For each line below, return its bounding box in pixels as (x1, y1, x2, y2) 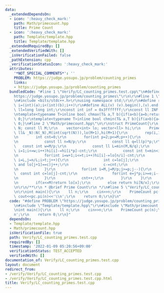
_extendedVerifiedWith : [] (9, 48, 64, 53)
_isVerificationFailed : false (9, 52, 71, 58)
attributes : (9, 67, 34, 72)
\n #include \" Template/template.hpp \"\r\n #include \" (14, 203, 125, 208)
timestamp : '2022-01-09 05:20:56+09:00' (9, 244, 93, 249)
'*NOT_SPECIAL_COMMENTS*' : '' (14, 71, 76, 76)
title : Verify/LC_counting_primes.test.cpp (5, 280, 95, 286)
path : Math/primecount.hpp (14, 21, 69, 26)
